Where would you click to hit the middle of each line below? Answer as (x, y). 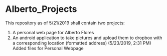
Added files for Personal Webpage (48, 48)
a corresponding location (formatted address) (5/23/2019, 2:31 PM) (82, 43)
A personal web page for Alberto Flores (53, 32)
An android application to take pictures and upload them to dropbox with (87, 38)
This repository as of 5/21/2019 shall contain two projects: (65, 23)
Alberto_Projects (41, 9)
